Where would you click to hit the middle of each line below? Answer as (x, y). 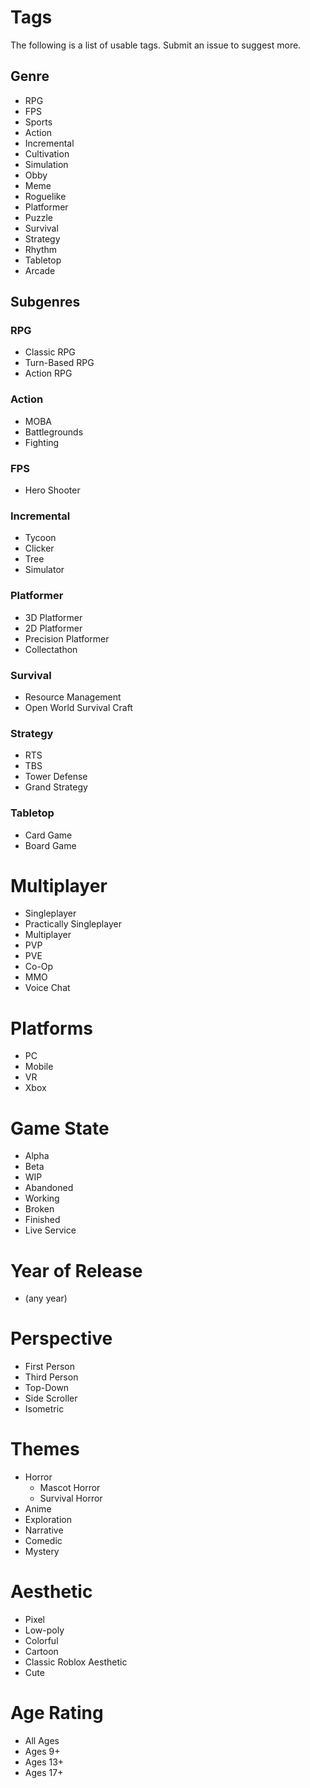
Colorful (41, 1641)
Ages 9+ (42, 1752)
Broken (39, 1209)
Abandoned (49, 1188)
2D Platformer (53, 628)
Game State (60, 1128)
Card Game (48, 835)
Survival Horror (71, 1498)
